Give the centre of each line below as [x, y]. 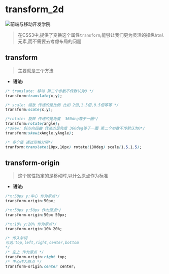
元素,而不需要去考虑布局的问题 [49, 41]
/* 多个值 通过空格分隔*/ [29, 142]
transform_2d [35, 9]
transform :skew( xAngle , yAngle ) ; [39, 133]
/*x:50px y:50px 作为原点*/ [33, 210]
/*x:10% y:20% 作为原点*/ [31, 224]
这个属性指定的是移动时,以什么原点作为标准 [63, 176]
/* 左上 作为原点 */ [25, 252]
